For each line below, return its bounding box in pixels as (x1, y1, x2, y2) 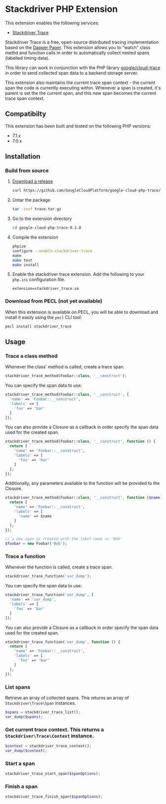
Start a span (5, 760, 35, 767)
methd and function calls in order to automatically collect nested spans (5, 50, 150, 56)
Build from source (5, 167, 49, 174)
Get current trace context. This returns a (5, 726, 104, 733)
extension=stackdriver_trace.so (12, 286, 79, 291)
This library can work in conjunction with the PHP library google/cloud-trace (5, 65, 161, 71)
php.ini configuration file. (12, 277, 65, 283)
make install (12, 262, 40, 267)
